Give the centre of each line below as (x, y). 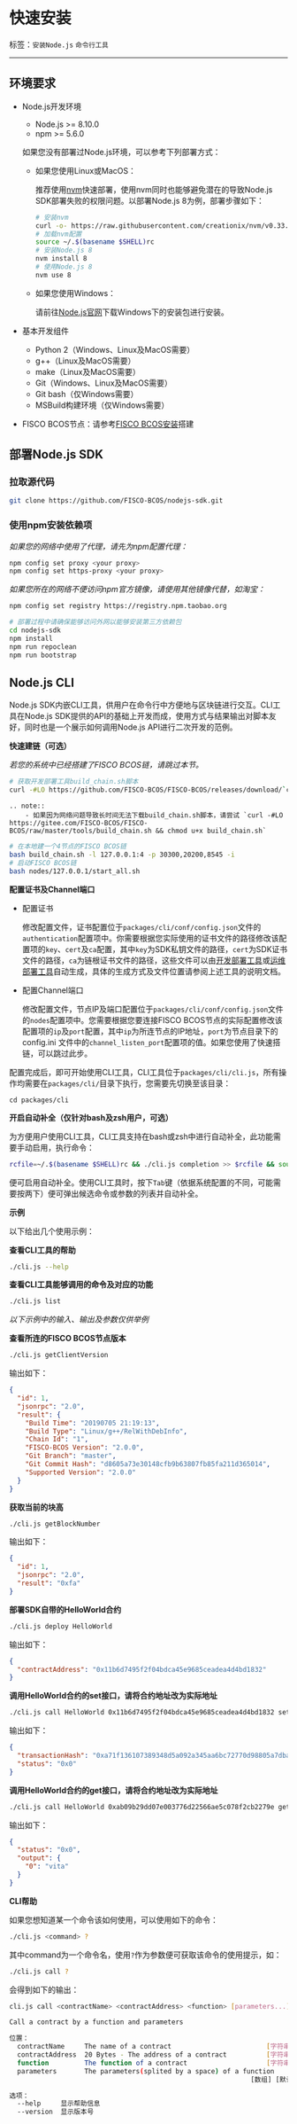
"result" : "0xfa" (49, 1583)
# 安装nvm (52, 217)
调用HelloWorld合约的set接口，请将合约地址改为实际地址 (114, 1696)
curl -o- (51, 226)
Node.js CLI (42, 683)
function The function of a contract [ (144, 2063)
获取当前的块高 (36, 1507)
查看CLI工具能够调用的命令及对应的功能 (81, 1285)
